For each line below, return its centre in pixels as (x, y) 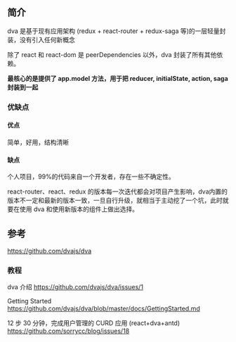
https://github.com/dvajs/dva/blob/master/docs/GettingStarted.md (104, 309)
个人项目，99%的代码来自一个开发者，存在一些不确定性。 (91, 177)
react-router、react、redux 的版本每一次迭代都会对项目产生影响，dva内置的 (118, 191)
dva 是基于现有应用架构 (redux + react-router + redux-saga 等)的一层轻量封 (117, 31)
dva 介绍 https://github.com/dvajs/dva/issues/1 (76, 287)
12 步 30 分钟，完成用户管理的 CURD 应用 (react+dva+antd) (94, 323)
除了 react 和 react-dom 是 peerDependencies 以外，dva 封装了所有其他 (112, 54)
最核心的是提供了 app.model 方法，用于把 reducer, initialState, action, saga (118, 78)
